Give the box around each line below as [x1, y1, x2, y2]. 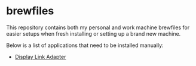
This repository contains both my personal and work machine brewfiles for [6, 24, 190, 31]
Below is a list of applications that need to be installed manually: [6, 42, 164, 49]
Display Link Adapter [14, 53, 66, 60]
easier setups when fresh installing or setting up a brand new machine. [6, 30, 181, 37]
